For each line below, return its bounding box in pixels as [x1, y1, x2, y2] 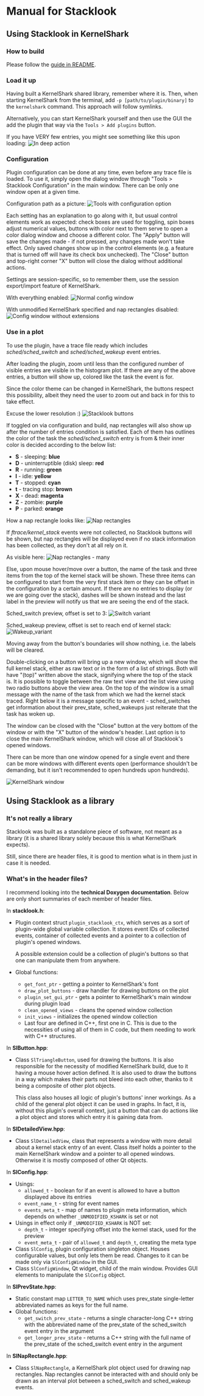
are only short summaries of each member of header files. [6, 895, 153, 903]
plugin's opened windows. [15, 938, 82, 945]
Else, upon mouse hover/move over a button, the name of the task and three [6, 565, 197, 572]
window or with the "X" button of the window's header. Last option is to [6, 728, 186, 736]
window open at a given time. [6, 188, 80, 196]
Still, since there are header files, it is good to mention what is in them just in [6, 853, 198, 860]
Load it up [6, 76, 37, 84]
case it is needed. [6, 859, 51, 866]
